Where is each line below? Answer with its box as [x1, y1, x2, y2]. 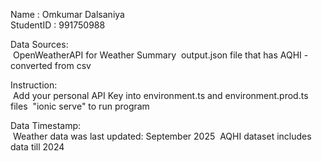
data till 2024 [10, 141, 65, 153]
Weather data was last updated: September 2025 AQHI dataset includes [12, 130, 312, 142]
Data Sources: [10, 39, 69, 50]
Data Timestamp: [10, 120, 82, 131]
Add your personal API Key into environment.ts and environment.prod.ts [12, 90, 309, 101]
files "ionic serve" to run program [10, 100, 150, 112]
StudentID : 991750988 [10, 19, 106, 31]
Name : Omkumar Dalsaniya [10, 9, 125, 20]
